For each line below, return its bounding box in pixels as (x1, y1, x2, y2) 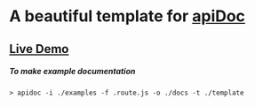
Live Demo (9, 42, 69, 57)
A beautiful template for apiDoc (9, 6, 246, 26)
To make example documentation (9, 66, 136, 77)
